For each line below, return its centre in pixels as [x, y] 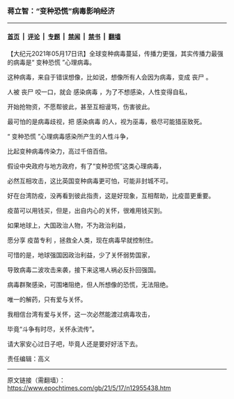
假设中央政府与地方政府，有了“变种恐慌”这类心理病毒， [86, 166]
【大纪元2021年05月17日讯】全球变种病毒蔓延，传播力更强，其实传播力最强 [116, 53]
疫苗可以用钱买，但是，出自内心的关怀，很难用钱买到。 [86, 210]
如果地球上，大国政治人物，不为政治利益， [68, 225]
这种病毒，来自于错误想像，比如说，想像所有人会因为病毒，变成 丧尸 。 [110, 77]
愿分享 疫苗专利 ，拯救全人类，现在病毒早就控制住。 [82, 240]
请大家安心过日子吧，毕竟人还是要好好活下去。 [74, 344]
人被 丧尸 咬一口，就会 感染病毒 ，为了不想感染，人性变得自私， [99, 91]
